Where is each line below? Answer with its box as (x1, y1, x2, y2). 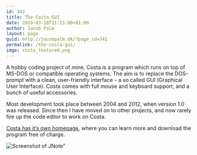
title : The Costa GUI (6, 14, 60, 20)
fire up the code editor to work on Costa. (6, 113, 106, 120)
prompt (6, 76, 24, 83)
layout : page (6, 31, 39, 37)
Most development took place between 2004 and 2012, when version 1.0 (6, 100, 185, 107)
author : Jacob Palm (6, 25, 55, 31)
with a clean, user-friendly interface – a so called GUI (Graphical (25, 76, 183, 83)
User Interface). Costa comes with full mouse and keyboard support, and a (6, 83, 190, 90)
